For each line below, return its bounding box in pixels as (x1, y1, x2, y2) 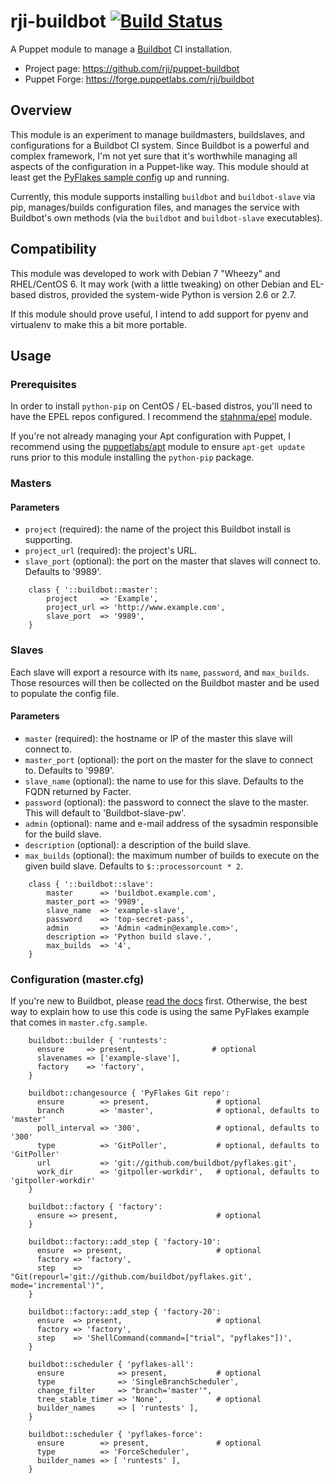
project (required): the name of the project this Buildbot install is (24, 523, 292, 535)
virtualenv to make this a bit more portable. (10, 318, 188, 330)
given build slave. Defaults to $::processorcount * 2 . (24, 860, 243, 872)
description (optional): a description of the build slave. (24, 838, 252, 850)
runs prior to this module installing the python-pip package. (10, 451, 255, 464)
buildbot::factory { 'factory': (28, 1202, 163, 1212)
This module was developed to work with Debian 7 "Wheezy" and (10, 267, 281, 279)
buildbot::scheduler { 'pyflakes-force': (28, 1430, 203, 1440)
